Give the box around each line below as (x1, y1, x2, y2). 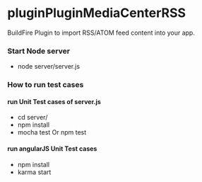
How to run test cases (7, 80, 84, 90)
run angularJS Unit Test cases (7, 144, 97, 153)
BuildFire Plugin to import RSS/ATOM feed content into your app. (7, 28, 196, 37)
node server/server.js (17, 62, 80, 71)
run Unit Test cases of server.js (7, 97, 101, 106)
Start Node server (7, 46, 71, 56)
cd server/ (17, 113, 48, 122)
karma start (17, 168, 52, 176)
